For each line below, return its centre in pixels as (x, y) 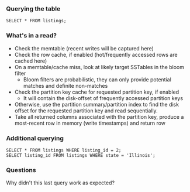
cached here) (31, 61)
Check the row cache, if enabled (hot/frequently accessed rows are (96, 54)
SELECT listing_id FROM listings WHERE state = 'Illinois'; (81, 155)
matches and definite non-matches (65, 85)
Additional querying (35, 138)
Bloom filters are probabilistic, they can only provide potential (97, 79)
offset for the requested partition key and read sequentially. (86, 111)
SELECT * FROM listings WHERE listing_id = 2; (64, 150)
